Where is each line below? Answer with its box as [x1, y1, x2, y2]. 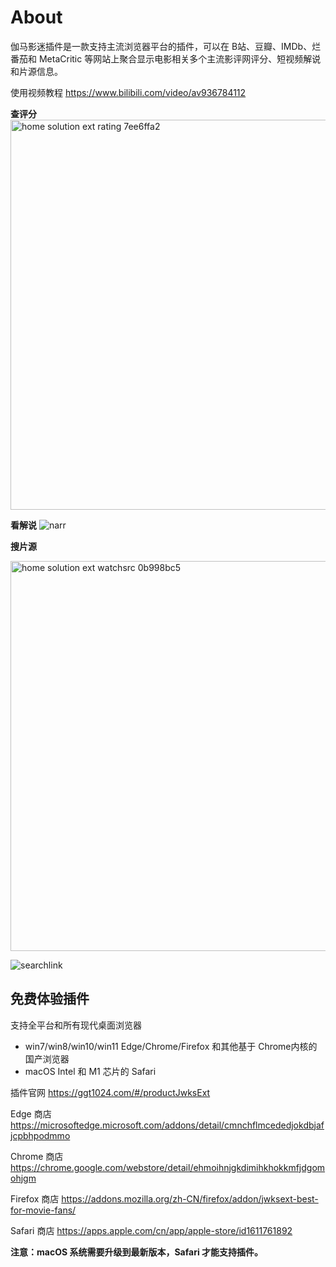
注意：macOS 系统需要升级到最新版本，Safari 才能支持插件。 [10, 1246, 264, 1258]
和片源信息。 [10, 65, 63, 77]
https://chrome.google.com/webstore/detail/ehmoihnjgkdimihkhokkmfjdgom [10, 1161, 326, 1173]
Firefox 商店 [10, 1192, 60, 1205]
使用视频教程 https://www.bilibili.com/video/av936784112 [10, 86, 247, 98]
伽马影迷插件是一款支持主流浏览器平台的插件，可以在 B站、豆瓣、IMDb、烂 [10, 40, 322, 52]
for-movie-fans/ [10, 1204, 77, 1216]
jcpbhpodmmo [10, 1129, 71, 1141]
